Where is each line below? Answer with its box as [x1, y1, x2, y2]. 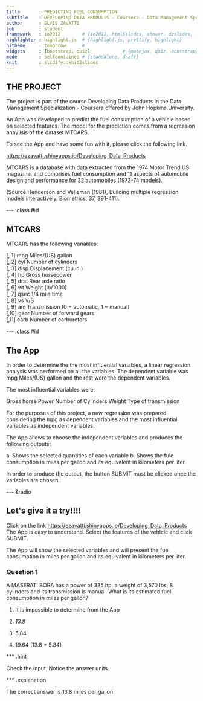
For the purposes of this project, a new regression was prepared [6, 409, 167, 416]
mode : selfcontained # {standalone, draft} [6, 54, 139, 60]
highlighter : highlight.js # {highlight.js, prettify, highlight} [6, 37, 182, 43]
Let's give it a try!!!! [6, 506, 82, 516]
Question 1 [6, 567, 38, 576]
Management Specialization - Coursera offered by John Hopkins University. [6, 104, 195, 112]
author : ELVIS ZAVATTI [6, 20, 80, 26]
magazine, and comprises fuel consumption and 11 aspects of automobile [6, 170, 189, 178]
